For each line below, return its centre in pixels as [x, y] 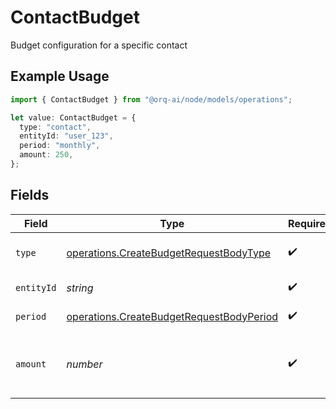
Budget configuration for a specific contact [99, 45]
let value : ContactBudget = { [73, 117]
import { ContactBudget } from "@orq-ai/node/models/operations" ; [151, 99]
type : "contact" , [55, 127]
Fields [30, 195]
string [80, 288]
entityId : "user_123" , [66, 136]
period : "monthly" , [60, 146]
